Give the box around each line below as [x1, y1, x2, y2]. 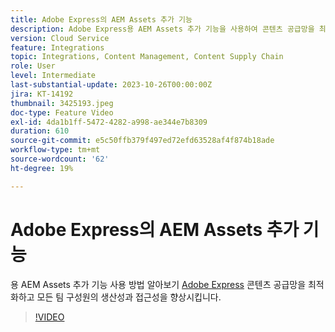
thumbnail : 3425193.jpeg [10, 98, 114, 108]
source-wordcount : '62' [10, 154, 110, 164]
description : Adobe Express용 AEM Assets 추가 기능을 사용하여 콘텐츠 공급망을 [10, 24, 315, 34]
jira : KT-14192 [10, 89, 74, 99]
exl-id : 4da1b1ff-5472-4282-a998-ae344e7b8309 [10, 117, 208, 127]
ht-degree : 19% [10, 163, 74, 173]
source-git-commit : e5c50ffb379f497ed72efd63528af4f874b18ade [10, 136, 275, 146]
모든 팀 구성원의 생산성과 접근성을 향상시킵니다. [36, 291, 222, 303]
